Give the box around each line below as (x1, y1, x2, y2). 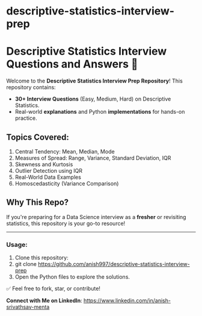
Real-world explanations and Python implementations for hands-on (14, 108, 185, 116)
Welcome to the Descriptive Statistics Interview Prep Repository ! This (6, 77, 183, 85)
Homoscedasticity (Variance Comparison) (14, 179, 119, 187)
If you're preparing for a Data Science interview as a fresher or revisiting (6, 213, 186, 220)
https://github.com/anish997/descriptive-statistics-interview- (38, 261, 191, 268)
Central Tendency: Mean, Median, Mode (14, 147, 115, 155)
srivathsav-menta (6, 303, 50, 311)
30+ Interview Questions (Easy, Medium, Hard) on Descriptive (14, 95, 171, 103)
